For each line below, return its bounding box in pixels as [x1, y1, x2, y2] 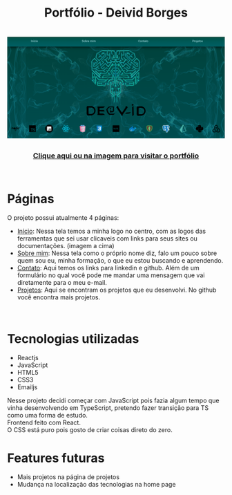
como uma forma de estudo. [7, 411, 88, 420]
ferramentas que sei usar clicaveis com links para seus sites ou [17, 234, 198, 243]
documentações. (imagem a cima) [17, 242, 115, 250]
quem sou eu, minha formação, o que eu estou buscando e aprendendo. [17, 256, 224, 265]
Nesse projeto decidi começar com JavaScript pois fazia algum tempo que [7, 396, 220, 405]
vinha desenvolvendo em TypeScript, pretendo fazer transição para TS [7, 404, 209, 412]
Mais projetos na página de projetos [17, 473, 119, 481]
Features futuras [7, 450, 105, 466]
